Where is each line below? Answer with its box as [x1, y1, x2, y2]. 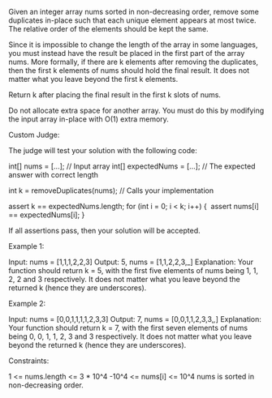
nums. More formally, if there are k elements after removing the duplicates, [8, 57, 258, 66]
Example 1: [8, 242, 45, 250]
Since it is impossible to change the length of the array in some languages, [8, 40, 258, 49]
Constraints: [8, 356, 50, 366]
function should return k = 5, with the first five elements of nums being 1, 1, [8, 266, 258, 275]
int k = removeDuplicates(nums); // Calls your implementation [8, 186, 214, 195]
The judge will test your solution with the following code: [8, 146, 197, 155]
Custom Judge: [8, 130, 60, 139]
